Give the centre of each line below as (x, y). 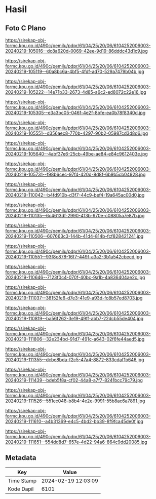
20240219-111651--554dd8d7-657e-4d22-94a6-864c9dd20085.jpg (76, 442)
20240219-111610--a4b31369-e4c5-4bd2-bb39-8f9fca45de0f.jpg (74, 421)
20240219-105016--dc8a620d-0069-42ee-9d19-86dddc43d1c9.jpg (76, 51)
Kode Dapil (21, 489)
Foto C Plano (26, 28)
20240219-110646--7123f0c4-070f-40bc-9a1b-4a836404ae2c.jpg (75, 277)
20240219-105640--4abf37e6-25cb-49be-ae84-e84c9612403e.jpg (76, 154)
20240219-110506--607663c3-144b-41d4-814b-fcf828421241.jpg (74, 236)
